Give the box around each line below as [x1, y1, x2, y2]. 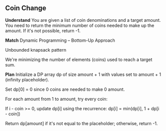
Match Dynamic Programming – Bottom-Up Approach [5, 37, 115, 43]
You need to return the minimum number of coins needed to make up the [5, 22, 155, 28]
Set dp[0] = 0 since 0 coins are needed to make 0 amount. [5, 86, 125, 92]
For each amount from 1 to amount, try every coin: [5, 96, 108, 102]
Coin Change [5, 4, 46, 12]
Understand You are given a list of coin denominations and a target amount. [5, 17, 161, 23]
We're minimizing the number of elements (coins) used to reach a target [5, 57, 153, 63]
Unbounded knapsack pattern [5, 47, 67, 53]
